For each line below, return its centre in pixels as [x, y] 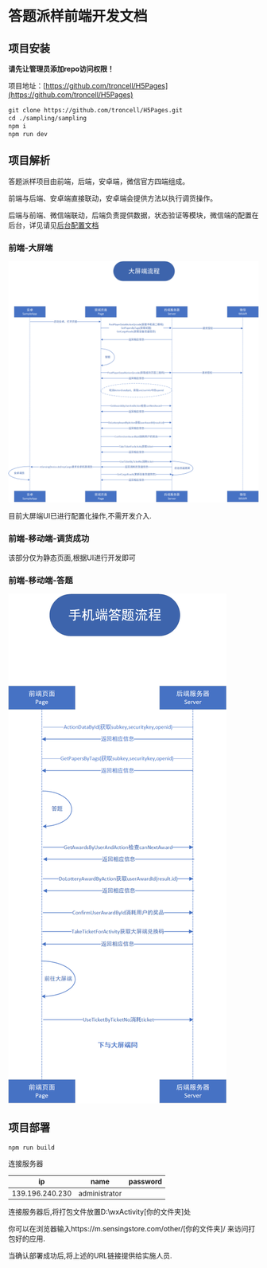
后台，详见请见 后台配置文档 [54, 225]
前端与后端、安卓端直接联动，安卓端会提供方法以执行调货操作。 [112, 198]
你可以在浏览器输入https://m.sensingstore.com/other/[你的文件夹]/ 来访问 [128, 1229]
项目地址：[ [27, 86]
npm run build [32, 1148]
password [145, 1182]
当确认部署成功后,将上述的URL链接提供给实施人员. [90, 1256]
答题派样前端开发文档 [78, 16]
